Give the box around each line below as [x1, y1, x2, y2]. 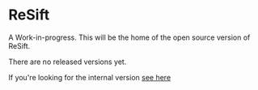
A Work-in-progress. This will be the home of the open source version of [8, 32, 251, 42]
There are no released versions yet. [8, 57, 127, 66]
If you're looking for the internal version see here [8, 72, 171, 82]
